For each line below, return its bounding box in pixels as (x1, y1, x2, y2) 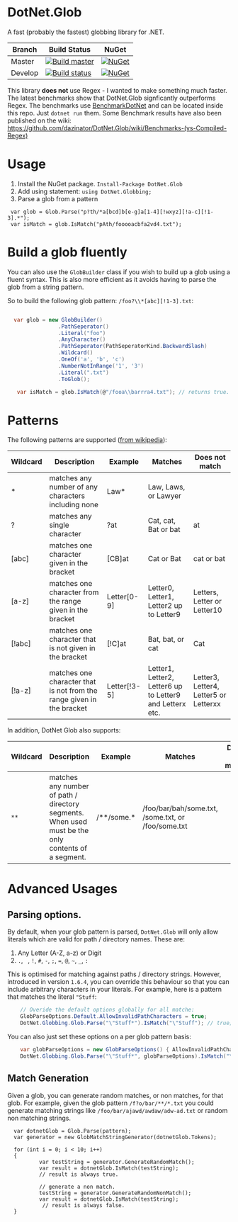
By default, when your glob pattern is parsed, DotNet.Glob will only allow (7, 927, 218, 936)
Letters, (193, 587, 219, 597)
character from (49, 587, 99, 597)
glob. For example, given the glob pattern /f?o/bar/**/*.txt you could (7, 1099, 214, 1107)
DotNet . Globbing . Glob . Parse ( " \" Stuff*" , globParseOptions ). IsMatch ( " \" (20, 1053, 236, 1060)
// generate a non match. (38, 1183, 115, 1190)
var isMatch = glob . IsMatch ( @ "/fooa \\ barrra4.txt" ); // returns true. (16, 388, 230, 395)
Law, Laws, (147, 482, 186, 492)
